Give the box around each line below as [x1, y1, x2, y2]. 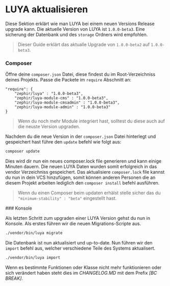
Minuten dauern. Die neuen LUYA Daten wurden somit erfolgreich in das [5, 164, 157, 170]
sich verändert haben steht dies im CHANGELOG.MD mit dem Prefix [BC [5, 270, 157, 276]
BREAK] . [5, 275, 23, 281]
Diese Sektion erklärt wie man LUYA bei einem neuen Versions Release [5, 21, 155, 27]
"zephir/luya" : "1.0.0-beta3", [14, 91, 83, 96]
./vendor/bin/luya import [5, 255, 60, 260]
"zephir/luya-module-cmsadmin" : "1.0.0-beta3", [14, 100, 120, 106]
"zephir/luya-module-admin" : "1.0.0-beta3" [14, 105, 111, 110]
